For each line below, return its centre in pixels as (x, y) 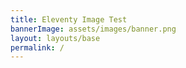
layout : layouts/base (55, 38)
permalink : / (37, 47)
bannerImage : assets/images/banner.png (93, 29)
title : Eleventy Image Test (69, 19)
